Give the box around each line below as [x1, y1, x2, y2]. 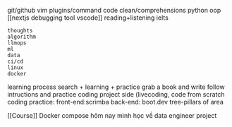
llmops [7, 40, 27, 47]
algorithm [7, 33, 37, 40]
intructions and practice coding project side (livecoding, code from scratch [7, 90, 225, 98]
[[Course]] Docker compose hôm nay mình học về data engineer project [7, 111, 217, 119]
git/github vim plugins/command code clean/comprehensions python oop [7, 6, 221, 14]
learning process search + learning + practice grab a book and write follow [7, 83, 225, 91]
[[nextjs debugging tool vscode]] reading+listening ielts [7, 13, 169, 22]
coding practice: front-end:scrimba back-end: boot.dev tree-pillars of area [7, 98, 224, 106]
